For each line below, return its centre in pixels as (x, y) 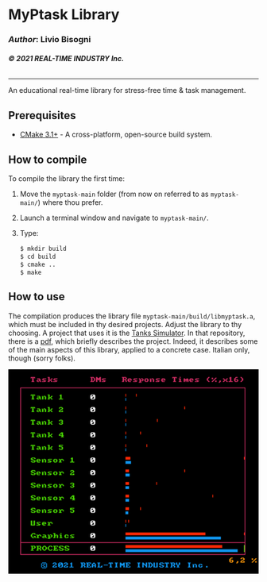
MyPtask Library (64, 15)
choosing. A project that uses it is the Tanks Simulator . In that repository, (127, 333)
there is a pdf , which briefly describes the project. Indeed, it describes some (133, 341)
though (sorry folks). (42, 358)
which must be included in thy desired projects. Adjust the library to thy (125, 324)
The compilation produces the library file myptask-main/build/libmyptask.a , (132, 316)
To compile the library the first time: (67, 178)
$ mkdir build (43, 249)
